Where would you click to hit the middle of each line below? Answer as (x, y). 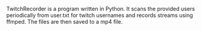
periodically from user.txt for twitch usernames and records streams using (100, 15)
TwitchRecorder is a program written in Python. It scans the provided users (101, 9)
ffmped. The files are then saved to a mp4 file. (65, 22)
